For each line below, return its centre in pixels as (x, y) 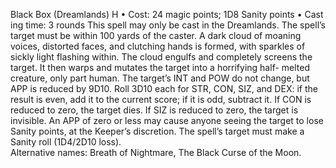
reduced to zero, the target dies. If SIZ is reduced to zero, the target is (154, 110)
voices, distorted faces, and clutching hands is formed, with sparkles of (158, 46)
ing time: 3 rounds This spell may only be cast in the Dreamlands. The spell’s (168, 25)
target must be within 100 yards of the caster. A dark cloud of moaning (156, 35)
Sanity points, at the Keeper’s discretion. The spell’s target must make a (157, 131)
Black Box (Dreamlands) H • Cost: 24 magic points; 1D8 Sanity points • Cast (167, 14)
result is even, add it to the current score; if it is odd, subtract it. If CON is (161, 99)
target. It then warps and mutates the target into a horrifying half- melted (160, 67)
